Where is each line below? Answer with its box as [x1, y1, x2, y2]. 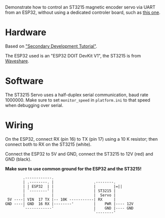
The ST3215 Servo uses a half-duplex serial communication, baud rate [5, 92, 149, 98]
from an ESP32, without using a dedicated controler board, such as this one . [5, 9, 161, 15]
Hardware [5, 27, 46, 38]
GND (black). [5, 156, 32, 162]
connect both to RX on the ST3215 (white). [5, 141, 92, 147]
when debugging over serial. [5, 102, 63, 108]
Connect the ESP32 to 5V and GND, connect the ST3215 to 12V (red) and [5, 151, 153, 157]
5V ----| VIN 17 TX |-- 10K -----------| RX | [7, 197, 116, 202]
